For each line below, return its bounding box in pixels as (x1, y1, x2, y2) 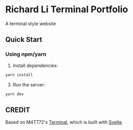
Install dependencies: (12, 62, 58, 69)
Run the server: (12, 81, 46, 88)
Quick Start (5, 35, 42, 44)
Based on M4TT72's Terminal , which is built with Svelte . (5, 119, 124, 125)
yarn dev (5, 91, 24, 97)
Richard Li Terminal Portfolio (5, 4, 128, 15)
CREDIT (5, 105, 31, 114)
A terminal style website (5, 20, 56, 27)
